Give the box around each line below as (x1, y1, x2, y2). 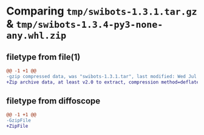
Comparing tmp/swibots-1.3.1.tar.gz (6, 4, 197, 18)
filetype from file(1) (6, 51, 81, 62)
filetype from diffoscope (6, 96, 101, 107)
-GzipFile (6, 117, 32, 123)
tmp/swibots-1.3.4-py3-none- (16, 19, 163, 31)
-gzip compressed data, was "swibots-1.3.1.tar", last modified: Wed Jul (6, 73, 197, 79)
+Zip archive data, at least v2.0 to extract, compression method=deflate (6, 79, 200, 85)
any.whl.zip (6, 30, 67, 42)
